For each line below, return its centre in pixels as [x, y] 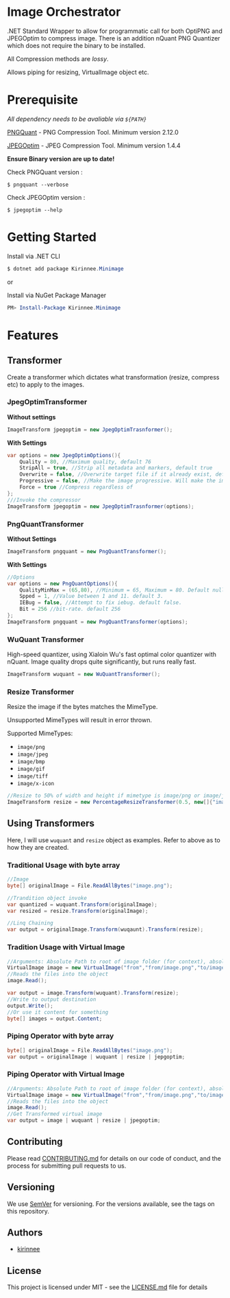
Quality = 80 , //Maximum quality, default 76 [86, 462]
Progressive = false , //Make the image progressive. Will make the [117, 481]
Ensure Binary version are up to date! [61, 159]
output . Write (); [30, 1006]
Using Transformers [51, 823]
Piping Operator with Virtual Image [66, 1074]
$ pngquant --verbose [38, 185]
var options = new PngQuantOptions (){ [62, 583]
